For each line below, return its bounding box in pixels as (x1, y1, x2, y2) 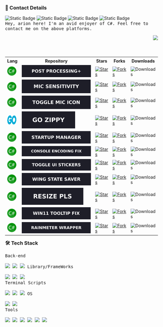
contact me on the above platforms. (5, 26, 92, 32)
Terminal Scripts (5, 280, 46, 285)
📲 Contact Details (5, 4, 47, 11)
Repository (45, 58, 68, 64)
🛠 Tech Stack (5, 240, 38, 246)
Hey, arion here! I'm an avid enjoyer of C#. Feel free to (5, 21, 149, 26)
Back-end (5, 253, 26, 259)
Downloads (131, 58, 155, 64)
